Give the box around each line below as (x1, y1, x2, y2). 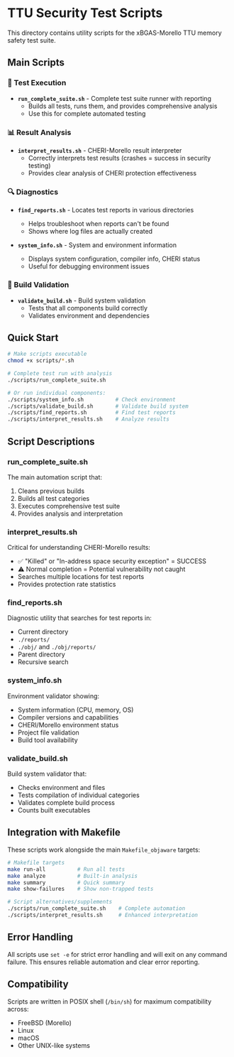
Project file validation (17, 728, 79, 737)
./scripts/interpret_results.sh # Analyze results (7, 416, 170, 423)
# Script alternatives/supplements (7, 899, 113, 906)
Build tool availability (17, 735, 78, 744)
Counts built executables (17, 806, 91, 815)
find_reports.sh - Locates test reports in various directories (17, 206, 194, 215)
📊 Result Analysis (7, 127, 72, 137)
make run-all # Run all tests (7, 865, 126, 873)
